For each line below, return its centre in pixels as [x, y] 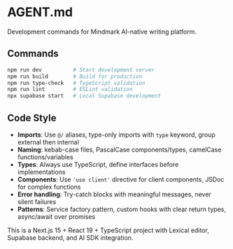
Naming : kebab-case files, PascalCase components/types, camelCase [119, 149]
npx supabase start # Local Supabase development [84, 96]
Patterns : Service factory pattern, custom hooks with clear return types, [121, 209]
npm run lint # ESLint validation [70, 89]
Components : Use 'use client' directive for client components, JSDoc [121, 179]
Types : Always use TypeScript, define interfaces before [98, 164]
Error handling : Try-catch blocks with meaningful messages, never [114, 194]
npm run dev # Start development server [81, 70]
